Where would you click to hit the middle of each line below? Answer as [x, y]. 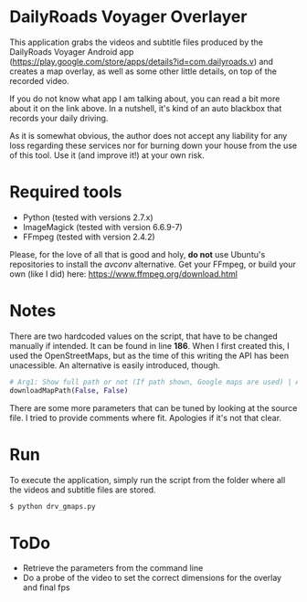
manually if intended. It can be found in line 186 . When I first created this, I [149, 345]
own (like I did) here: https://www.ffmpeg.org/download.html [123, 274]
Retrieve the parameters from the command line [113, 568]
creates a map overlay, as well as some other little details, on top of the [143, 71]
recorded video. [40, 80]
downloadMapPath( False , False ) [69, 390]
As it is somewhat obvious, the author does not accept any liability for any [148, 135]
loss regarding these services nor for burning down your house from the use [153, 145]
